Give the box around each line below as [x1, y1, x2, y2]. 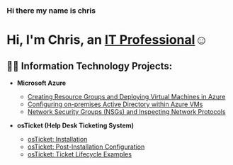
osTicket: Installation [27, 135, 88, 143]
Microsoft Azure [16, 79, 67, 87]
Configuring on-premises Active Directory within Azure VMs [27, 100, 203, 108]
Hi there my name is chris [6, 6, 96, 16]
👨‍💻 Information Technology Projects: [6, 59, 173, 72]
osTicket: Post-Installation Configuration [27, 142, 145, 151]
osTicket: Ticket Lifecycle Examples [27, 149, 132, 158]
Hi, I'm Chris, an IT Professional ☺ [6, 32, 208, 48]
